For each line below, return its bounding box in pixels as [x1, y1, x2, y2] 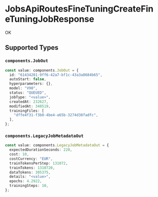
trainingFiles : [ [9, 108, 44, 113]
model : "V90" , [9, 86, 38, 91]
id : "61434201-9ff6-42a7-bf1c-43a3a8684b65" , [9, 72, 103, 77]
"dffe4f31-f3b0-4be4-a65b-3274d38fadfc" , [14, 113, 98, 118]
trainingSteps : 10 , [9, 183, 49, 188]
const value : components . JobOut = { [5, 68, 79, 73]
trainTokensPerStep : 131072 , [9, 161, 68, 166]
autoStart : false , [9, 77, 47, 82]
